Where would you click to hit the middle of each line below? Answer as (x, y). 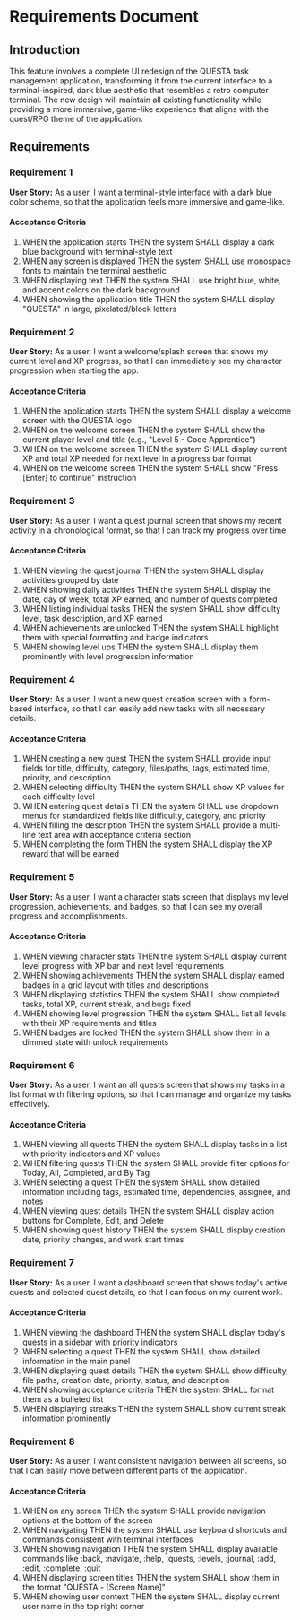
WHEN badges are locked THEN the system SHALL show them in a (146, 1032)
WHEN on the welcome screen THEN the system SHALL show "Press (150, 468)
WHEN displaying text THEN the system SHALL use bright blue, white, (151, 280)
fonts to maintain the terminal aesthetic (94, 270)
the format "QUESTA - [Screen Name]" (94, 1587)
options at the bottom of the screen (88, 1520)
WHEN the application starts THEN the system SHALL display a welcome (157, 411)
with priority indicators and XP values (91, 1154)
